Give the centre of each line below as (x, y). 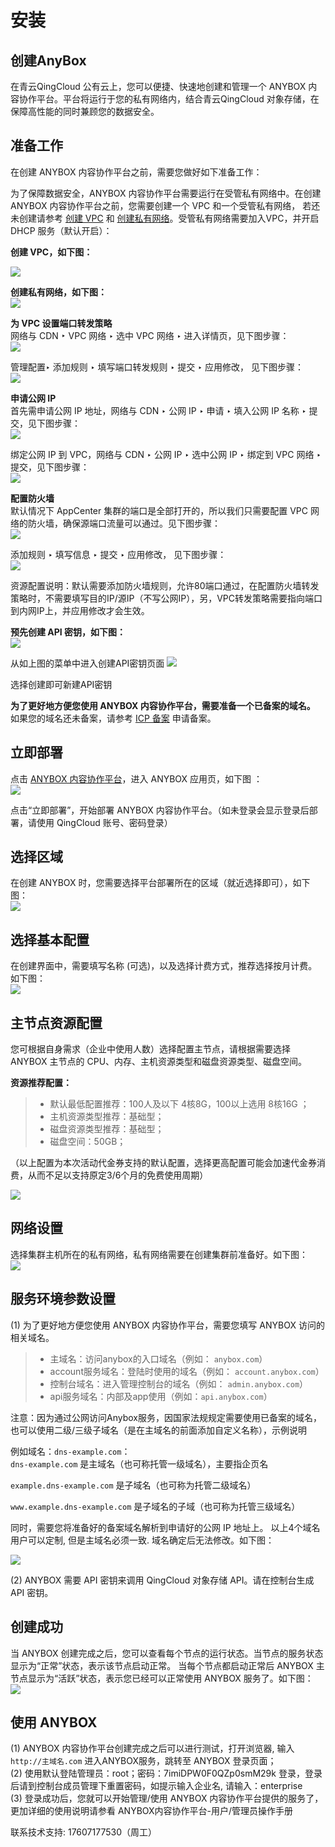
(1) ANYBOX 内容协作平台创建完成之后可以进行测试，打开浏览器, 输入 (152, 1748)
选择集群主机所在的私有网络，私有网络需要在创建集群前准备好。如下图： (159, 1254)
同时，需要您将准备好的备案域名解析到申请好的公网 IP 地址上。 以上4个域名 (165, 1527)
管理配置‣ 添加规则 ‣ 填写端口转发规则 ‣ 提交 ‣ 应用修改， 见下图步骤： (157, 367)
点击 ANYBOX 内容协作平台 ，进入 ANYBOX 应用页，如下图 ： (136, 778)
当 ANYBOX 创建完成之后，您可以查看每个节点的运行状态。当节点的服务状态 (167, 1653)
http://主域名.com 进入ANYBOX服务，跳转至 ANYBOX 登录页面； (143, 1761)
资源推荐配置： (41, 1083)
